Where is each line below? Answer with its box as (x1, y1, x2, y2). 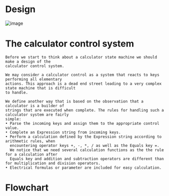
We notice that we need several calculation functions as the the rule (10, 148, 164, 153)
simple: (5, 116, 22, 122)
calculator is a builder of (5, 103, 65, 108)
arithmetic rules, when (5, 138, 56, 143)
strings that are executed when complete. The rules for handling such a (5, 108, 164, 113)
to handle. (5, 90, 28, 95)
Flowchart (5, 182, 49, 193)
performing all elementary (5, 77, 62, 82)
